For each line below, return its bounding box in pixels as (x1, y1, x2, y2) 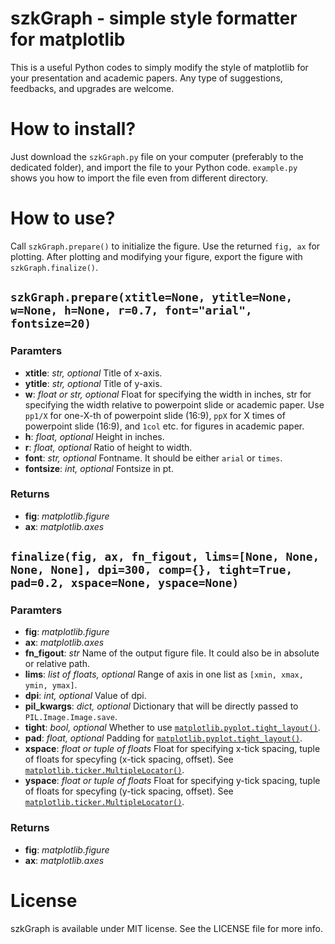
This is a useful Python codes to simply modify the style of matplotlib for (10, 61, 309, 73)
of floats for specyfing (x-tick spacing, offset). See (24, 753, 234, 766)
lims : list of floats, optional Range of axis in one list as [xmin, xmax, (24, 668, 304, 681)
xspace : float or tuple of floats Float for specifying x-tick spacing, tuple (24, 743, 321, 755)
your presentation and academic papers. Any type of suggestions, (10, 72, 283, 84)
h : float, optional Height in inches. (24, 430, 165, 442)
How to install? (10, 118, 137, 141)
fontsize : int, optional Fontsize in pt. (24, 462, 174, 474)
